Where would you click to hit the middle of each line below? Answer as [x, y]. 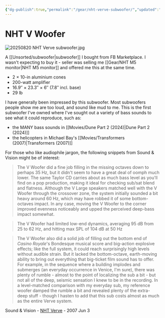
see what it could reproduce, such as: [43, 118]
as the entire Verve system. [45, 301]
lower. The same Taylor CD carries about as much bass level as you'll [87, 178]
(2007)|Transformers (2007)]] [42, 143]
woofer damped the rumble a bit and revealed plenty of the [77, 291]
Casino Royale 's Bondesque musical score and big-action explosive [86, 243]
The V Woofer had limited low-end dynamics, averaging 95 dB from [85, 223]
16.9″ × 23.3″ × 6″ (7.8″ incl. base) [46, 87]
